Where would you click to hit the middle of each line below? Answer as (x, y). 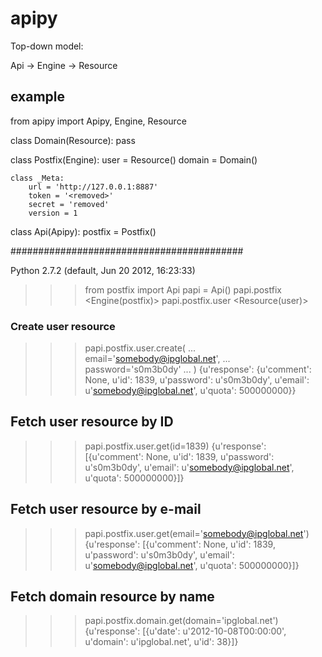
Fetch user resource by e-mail (106, 509)
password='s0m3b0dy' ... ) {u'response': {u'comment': (198, 369)
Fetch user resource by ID (92, 422)
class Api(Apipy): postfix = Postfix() (83, 231)
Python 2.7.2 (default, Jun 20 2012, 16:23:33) (103, 270)
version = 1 (53, 213)
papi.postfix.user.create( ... (140, 348)
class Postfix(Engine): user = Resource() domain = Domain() (134, 159)
